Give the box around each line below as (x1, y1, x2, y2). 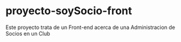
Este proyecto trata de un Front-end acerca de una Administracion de (5, 24, 176, 31)
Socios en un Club (5, 30, 50, 37)
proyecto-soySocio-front (5, 4, 132, 18)
